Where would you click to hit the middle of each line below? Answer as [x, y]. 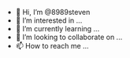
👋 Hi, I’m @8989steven [53, 12]
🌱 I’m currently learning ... [58, 29]
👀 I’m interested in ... [49, 20]
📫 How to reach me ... [52, 46]
